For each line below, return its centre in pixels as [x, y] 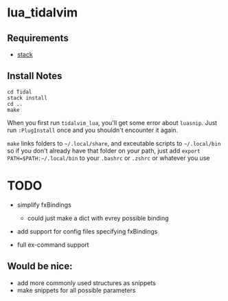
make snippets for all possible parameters [76, 290]
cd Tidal [20, 92]
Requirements [38, 38]
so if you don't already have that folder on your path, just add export [104, 150]
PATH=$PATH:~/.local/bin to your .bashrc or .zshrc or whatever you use [109, 158]
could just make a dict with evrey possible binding [98, 218]
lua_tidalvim [43, 13]
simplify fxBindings [44, 205]
